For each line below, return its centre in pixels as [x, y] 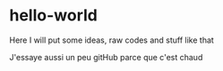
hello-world [54, 16]
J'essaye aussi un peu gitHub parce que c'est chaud [106, 57]
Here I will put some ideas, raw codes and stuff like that [112, 40]
